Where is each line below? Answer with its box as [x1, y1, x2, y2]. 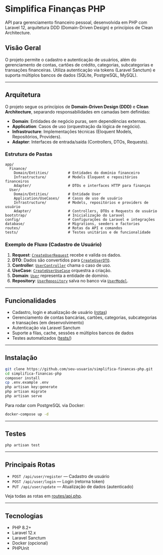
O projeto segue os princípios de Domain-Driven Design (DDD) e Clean [5, 103, 149, 110]
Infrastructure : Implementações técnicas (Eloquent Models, [12, 129, 132, 134]
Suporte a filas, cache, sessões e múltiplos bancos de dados [12, 330, 134, 336]
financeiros [5, 179, 29, 184]
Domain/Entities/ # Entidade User [14, 192, 101, 196]
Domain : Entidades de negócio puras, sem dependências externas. [12, 118, 147, 124]
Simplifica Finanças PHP [5, 3, 106, 15]
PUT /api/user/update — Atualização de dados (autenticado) [12, 484, 134, 490]
